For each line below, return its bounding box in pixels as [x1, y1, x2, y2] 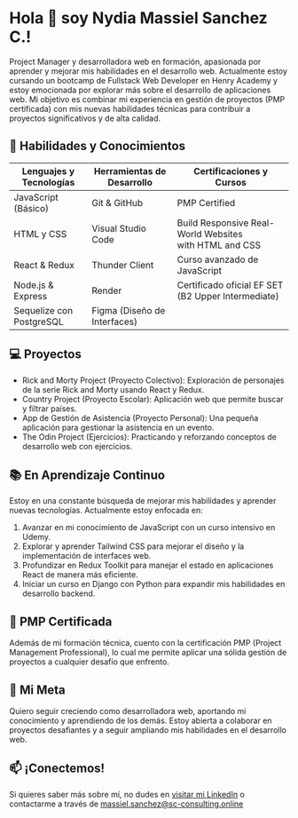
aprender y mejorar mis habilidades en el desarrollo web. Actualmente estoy [9, 66, 288, 76]
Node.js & [13, 279, 54, 291]
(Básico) [13, 202, 50, 214]
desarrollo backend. [21, 588, 96, 599]
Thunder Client [91, 258, 154, 271]
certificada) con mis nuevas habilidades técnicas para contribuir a [9, 103, 251, 114]
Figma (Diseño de [91, 304, 166, 316]
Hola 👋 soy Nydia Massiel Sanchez [9, 8, 268, 28]
